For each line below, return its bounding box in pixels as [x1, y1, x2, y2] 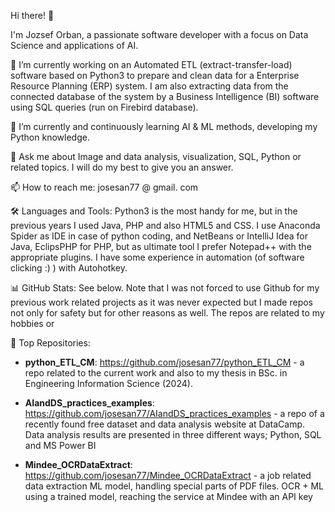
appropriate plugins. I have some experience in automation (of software [10, 251, 305, 263]
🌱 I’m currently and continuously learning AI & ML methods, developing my [10, 121, 318, 132]
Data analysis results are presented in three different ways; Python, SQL [24, 429, 322, 440]
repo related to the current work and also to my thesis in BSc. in [24, 367, 288, 379]
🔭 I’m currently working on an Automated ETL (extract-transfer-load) [10, 59, 293, 70]
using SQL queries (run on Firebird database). [10, 101, 199, 113]
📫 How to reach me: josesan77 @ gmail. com [10, 181, 199, 193]
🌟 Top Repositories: [10, 337, 91, 349]
